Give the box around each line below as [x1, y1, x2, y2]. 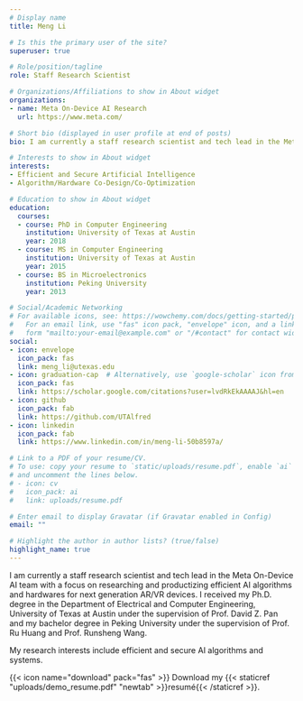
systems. [9, 654, 43, 665]
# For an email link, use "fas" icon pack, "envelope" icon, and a [9, 320, 277, 329]
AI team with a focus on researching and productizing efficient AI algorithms [9, 579, 293, 590]
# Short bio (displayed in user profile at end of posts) [9, 128, 232, 138]
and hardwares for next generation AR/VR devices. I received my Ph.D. [9, 588, 272, 600]
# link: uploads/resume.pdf [9, 495, 124, 505]
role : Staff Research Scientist [9, 71, 131, 80]
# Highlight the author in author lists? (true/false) [9, 537, 220, 546]
